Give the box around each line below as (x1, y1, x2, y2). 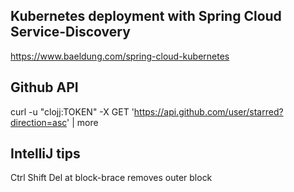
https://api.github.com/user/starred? (133, 105, 284, 118)
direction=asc (10, 116, 68, 128)
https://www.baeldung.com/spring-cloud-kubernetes (10, 50, 230, 62)
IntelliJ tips (10, 145, 81, 163)
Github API (10, 79, 79, 96)
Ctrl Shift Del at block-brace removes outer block (10, 172, 213, 184)
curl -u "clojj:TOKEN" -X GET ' (10, 105, 135, 118)
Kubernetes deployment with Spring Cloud (10, 8, 282, 25)
